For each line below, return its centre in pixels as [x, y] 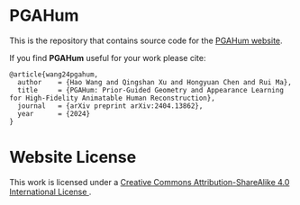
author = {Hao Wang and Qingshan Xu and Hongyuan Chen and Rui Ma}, [155, 82]
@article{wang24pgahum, [54, 74]
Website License [73, 157]
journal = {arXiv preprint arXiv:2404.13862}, [110, 106]
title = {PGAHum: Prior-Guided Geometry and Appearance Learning [150, 90]
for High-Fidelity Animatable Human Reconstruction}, [113, 98]
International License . [50, 192]
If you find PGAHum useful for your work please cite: [108, 58]
